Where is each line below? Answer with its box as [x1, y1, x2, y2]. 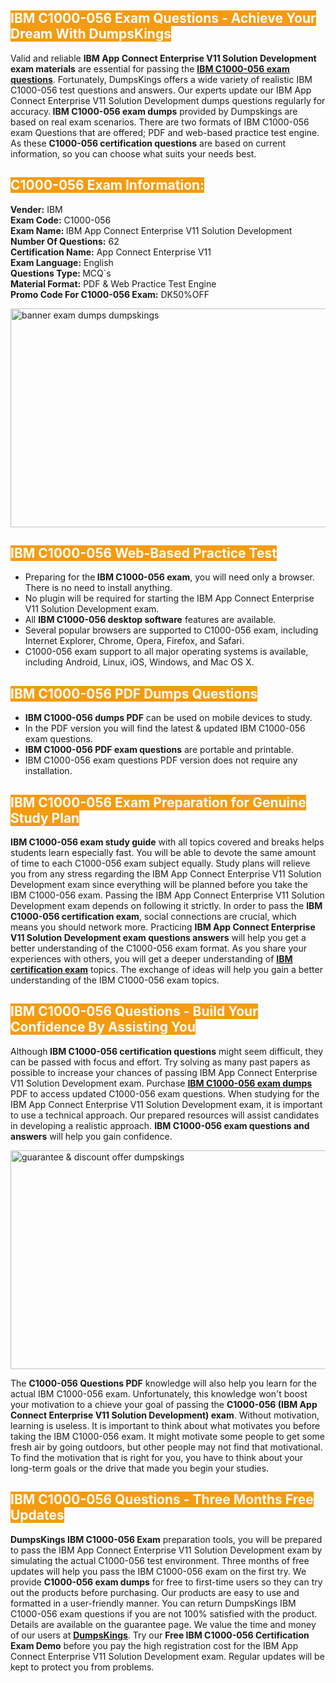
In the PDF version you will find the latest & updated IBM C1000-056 [24, 722, 306, 735]
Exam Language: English [10, 256, 114, 268]
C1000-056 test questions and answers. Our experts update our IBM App [10, 84, 312, 96]
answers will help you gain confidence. [10, 1130, 173, 1142]
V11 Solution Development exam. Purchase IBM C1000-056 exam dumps [10, 1077, 313, 1089]
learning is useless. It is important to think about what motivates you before [10, 1419, 321, 1431]
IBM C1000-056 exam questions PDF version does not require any [24, 754, 298, 766]
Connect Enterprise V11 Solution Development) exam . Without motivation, [10, 1409, 320, 1421]
